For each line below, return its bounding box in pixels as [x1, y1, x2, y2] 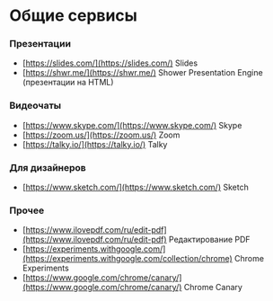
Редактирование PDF [169, 235, 251, 245]
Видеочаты [9, 100, 62, 112]
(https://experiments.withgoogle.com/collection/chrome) [22, 253, 233, 264]
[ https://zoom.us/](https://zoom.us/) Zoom [22, 129, 181, 140]
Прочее [9, 204, 45, 217]
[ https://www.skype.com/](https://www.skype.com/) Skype [22, 120, 242, 130]
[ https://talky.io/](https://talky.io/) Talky [22, 138, 168, 149]
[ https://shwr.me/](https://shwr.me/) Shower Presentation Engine [22, 67, 263, 78]
